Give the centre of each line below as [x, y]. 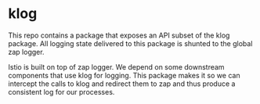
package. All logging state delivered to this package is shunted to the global [130, 43]
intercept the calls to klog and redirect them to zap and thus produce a [122, 84]
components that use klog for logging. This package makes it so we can [124, 75]
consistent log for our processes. [61, 91]
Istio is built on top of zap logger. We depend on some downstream [116, 66]
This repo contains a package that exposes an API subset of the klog [119, 35]
